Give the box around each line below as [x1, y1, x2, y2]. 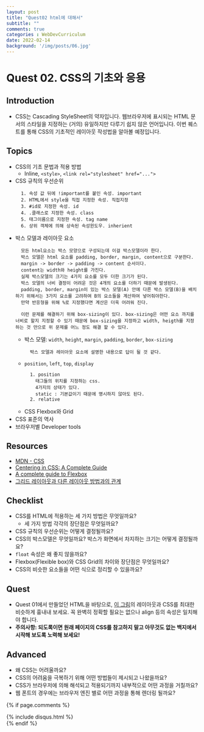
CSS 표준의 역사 [15, 415, 54, 423]
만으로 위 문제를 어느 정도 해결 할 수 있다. [33, 324, 129, 330]
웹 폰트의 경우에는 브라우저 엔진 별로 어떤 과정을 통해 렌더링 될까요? [15, 689, 175, 696]
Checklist [6, 495, 44, 506]
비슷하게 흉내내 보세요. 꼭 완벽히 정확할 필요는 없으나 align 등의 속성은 [15, 608, 181, 616]
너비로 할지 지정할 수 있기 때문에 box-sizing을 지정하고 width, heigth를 [15, 318, 184, 324]
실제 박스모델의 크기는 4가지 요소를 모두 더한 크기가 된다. [21, 273, 149, 279]
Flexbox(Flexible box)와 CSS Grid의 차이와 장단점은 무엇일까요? [15, 558, 169, 565]
